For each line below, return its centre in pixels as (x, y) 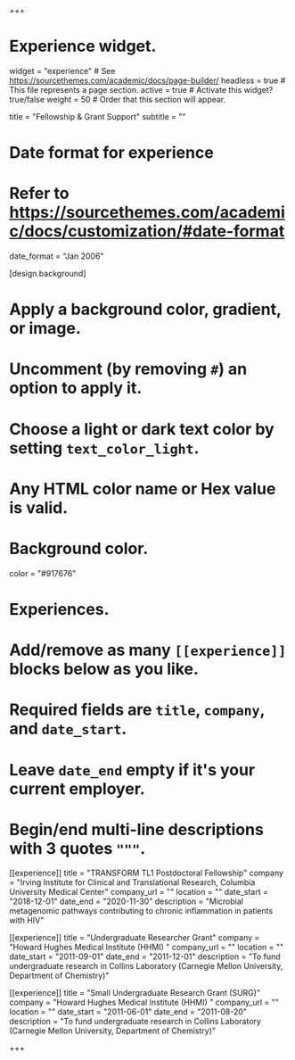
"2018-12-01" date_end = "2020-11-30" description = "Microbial (126, 901)
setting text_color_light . (104, 448)
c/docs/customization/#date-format (147, 232)
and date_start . (68, 729)
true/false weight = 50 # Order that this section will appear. (118, 99)
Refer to (39, 194)
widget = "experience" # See (62, 70)
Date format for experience (111, 153)
